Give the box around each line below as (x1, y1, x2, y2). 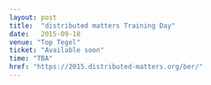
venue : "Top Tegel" (9, 37, 81, 47)
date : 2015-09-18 (9, 29, 81, 38)
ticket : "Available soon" (9, 46, 104, 55)
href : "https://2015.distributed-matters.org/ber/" (9, 63, 203, 72)
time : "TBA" (9, 54, 53, 63)
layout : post (9, 12, 57, 22)
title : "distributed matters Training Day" (9, 21, 176, 30)
